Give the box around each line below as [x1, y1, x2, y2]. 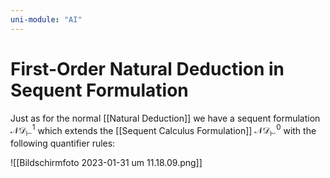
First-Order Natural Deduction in [10, 57, 285, 80]
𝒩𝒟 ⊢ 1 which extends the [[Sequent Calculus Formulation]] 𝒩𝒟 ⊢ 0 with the [10, 122, 317, 139]
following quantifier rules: [10, 137, 116, 150]
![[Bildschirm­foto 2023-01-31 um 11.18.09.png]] [10, 157, 203, 169]
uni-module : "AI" [10, 14, 83, 25]
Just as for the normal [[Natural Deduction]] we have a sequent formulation [10, 112, 321, 124]
